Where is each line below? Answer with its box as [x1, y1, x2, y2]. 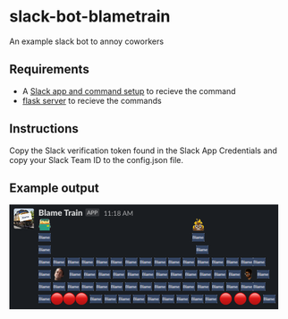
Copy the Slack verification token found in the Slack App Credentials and [9, 145, 277, 156]
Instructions [9, 121, 79, 136]
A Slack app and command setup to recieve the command [21, 85, 236, 96]
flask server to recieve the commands [21, 95, 163, 106]
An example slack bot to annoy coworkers [9, 36, 164, 47]
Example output [9, 180, 100, 195]
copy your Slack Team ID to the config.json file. [9, 154, 184, 165]
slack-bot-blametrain [9, 6, 171, 27]
